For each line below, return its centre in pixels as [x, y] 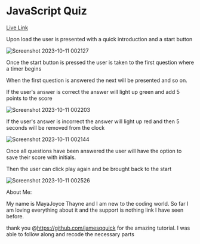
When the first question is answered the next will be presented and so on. [97, 80]
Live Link [17, 28]
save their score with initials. [41, 157]
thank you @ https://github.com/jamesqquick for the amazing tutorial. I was [98, 228]
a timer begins [24, 68]
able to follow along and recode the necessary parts [70, 234]
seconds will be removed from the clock [56, 127]
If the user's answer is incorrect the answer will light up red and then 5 [93, 121]
